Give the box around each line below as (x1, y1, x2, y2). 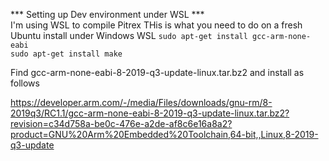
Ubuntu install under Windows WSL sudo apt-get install (10, 30, 248, 41)
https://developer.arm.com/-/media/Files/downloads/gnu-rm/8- (10, 97, 273, 108)
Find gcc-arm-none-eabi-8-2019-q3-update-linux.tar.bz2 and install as (10, 67, 305, 78)
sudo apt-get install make (10, 49, 123, 59)
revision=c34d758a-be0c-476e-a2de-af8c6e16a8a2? (10, 118, 233, 129)
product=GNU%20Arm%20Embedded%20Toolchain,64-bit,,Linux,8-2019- (10, 129, 319, 140)
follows (10, 77, 40, 89)
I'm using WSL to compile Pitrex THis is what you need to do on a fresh (10, 19, 303, 31)
